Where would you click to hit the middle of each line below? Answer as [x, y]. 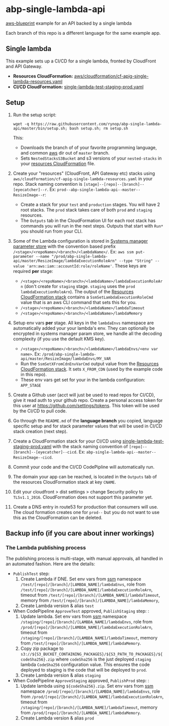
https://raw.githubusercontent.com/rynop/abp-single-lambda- [97, 124]
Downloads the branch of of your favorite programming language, [89, 148]
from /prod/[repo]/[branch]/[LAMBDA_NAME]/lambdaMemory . [81, 713]
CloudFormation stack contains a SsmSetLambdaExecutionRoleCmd [87, 297]
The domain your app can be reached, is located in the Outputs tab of [85, 476]
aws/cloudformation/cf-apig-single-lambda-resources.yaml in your [83, 178]
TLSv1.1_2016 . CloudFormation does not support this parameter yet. [83, 497]
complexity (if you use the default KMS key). [59, 339]
